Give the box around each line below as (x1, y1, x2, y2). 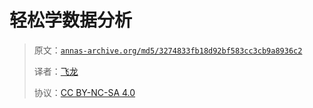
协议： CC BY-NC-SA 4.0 (33, 86, 136, 98)
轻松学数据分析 (9, 9, 133, 32)
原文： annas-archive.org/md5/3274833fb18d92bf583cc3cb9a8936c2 (33, 44, 303, 56)
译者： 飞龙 (33, 65, 79, 77)
